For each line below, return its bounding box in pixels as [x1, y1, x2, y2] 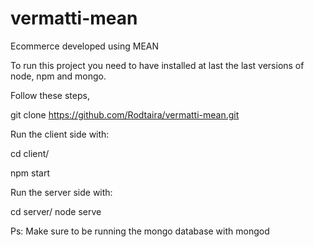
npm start [10, 167, 51, 179]
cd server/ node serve [10, 205, 102, 217]
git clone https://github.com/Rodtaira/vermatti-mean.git [10, 108, 240, 121]
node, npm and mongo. [10, 70, 107, 82]
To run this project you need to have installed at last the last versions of [10, 59, 305, 71]
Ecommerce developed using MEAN [10, 40, 160, 52]
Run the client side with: [10, 128, 110, 140]
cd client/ [10, 147, 50, 159]
